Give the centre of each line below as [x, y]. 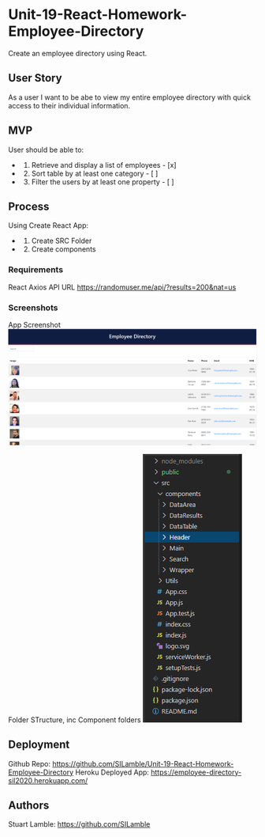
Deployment [39, 745]
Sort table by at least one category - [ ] [95, 173]
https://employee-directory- [196, 772]
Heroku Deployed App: [112, 772]
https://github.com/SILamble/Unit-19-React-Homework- [143, 763]
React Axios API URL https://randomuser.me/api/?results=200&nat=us [122, 287]
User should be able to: [46, 150]
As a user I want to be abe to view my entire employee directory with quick [129, 97]
